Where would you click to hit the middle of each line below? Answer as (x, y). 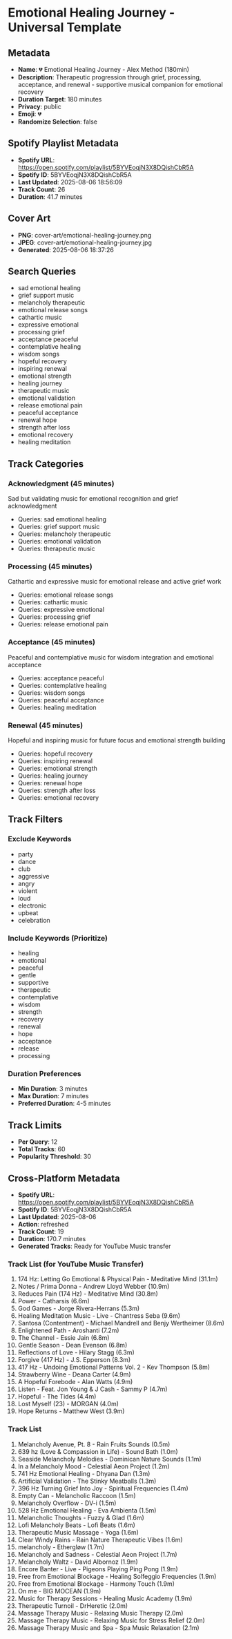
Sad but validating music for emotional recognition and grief (93, 499)
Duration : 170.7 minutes (52, 1238)
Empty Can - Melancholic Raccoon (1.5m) (77, 1495)
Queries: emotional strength (57, 769)
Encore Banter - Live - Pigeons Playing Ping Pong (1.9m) (98, 1569)
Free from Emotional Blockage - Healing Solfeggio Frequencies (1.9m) (117, 1576)
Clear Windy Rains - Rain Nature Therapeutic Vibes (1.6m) (100, 1540)
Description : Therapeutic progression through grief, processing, (109, 77)
